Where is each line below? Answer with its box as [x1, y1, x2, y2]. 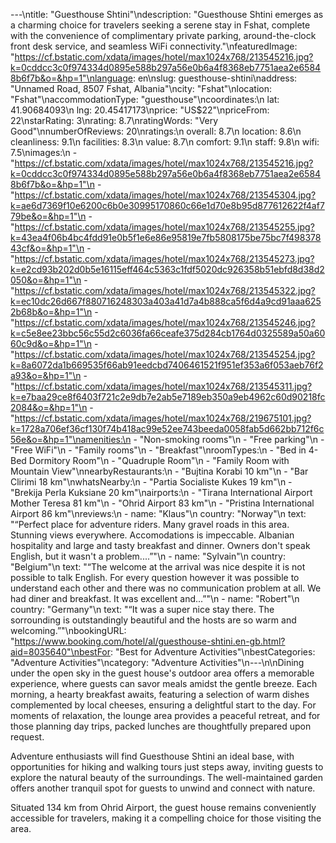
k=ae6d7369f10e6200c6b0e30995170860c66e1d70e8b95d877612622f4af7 [10, 200, 325, 211]
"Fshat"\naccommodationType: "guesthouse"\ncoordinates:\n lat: [10, 94, 280, 105]
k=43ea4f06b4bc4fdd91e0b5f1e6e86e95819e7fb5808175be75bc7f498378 [10, 232, 322, 243]
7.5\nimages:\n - [10, 147, 78, 158]
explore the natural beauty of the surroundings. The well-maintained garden [10, 772, 323, 783]
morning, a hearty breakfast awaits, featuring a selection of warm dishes [10, 689, 310, 700]
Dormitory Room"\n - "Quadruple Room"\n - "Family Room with [28, 455, 290, 466]
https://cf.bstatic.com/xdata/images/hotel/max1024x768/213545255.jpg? [14, 221, 315, 233]
